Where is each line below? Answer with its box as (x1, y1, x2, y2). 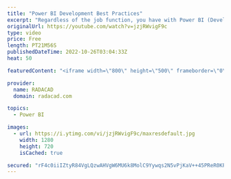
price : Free (7, 36, 41, 43)
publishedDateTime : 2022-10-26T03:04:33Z (7, 49, 128, 56)
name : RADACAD (13, 86, 54, 93)
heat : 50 (7, 55, 32, 62)
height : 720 (19, 143, 54, 150)
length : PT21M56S (7, 42, 57, 49)
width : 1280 (19, 136, 54, 143)
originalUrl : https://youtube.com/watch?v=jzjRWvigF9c (7, 23, 168, 30)
